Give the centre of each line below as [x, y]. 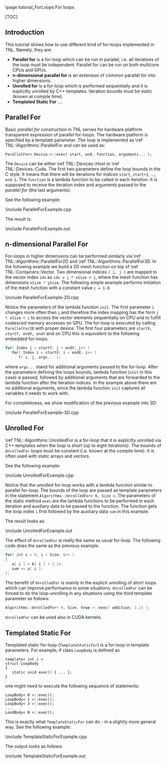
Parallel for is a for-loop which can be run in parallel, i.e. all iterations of [85, 59]
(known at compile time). [38, 96]
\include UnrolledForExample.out [39, 531]
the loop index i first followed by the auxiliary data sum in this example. [77, 511]
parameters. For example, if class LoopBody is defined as [63, 650]
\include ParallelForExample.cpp [38, 209]
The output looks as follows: [34, 746]
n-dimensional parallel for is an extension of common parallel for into [84, 75]
